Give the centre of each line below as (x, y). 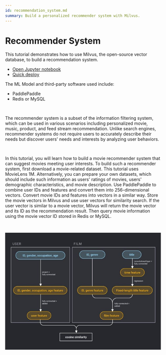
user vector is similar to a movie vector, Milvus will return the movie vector (81, 206)
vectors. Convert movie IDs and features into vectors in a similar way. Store (82, 195)
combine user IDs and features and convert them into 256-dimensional (77, 190)
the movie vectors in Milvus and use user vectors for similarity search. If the (82, 201)
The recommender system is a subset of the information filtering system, (79, 118)
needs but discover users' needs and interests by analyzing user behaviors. (82, 139)
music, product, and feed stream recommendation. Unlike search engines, (81, 129)
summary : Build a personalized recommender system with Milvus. (73, 16)
